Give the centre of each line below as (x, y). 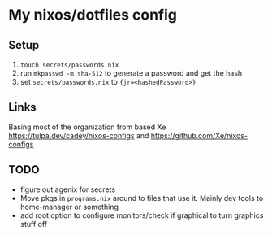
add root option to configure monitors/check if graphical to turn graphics (142, 215)
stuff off (34, 224)
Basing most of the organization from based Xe (87, 127)
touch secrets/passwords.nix (69, 65)
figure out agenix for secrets (68, 189)
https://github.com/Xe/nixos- (199, 135)
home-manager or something (69, 207)
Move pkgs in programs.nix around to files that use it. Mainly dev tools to (142, 198)
